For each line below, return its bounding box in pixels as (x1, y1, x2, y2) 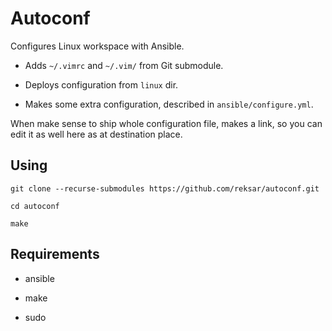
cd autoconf (10, 201, 60, 211)
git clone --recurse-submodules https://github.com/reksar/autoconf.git (10, 183, 320, 194)
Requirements (10, 246, 100, 263)
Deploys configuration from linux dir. (24, 78, 179, 91)
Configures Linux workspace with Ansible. (10, 40, 185, 52)
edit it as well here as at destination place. (10, 128, 183, 140)
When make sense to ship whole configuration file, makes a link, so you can (10, 117, 323, 129)
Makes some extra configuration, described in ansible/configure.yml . (24, 98, 314, 110)
